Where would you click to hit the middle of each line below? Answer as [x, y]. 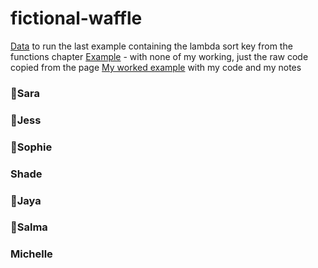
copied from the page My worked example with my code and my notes [156, 67]
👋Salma [29, 227]
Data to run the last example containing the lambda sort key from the [151, 46]
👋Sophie [31, 147]
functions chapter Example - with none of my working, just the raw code [159, 56]
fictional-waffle [76, 18]
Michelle [31, 254]
